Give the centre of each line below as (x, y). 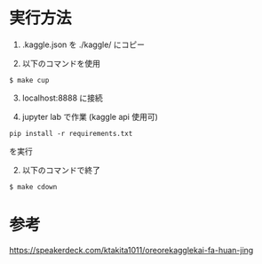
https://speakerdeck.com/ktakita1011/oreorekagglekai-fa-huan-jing (131, 250)
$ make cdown (33, 187)
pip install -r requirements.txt (71, 133)
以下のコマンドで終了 (61, 170)
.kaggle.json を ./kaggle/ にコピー (83, 44)
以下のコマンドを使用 (61, 63)
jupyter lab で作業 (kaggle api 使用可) (90, 116)
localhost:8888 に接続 (63, 98)
